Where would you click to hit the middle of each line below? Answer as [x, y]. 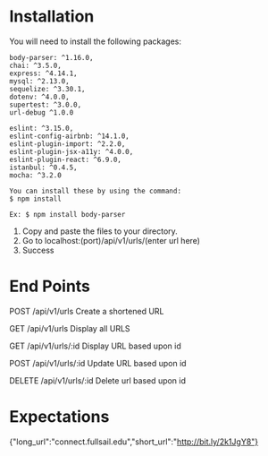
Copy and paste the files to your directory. [100, 231]
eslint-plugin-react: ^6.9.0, [66, 159]
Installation [52, 17]
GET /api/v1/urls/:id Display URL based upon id [95, 346]
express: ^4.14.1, [43, 73]
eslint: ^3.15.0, [42, 128]
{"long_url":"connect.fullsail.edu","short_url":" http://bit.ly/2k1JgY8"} [134, 442]
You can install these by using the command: [95, 191]
